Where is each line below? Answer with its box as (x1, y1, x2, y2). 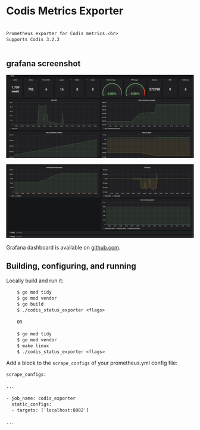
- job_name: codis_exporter (6, 395, 76, 401)
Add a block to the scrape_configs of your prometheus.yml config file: (6, 359, 177, 366)
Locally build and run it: (6, 277, 64, 284)
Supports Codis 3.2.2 (6, 36, 60, 42)
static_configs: (11, 401, 52, 407)
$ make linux (17, 342, 49, 349)
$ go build (17, 301, 44, 307)
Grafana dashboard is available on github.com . (6, 244, 121, 251)
